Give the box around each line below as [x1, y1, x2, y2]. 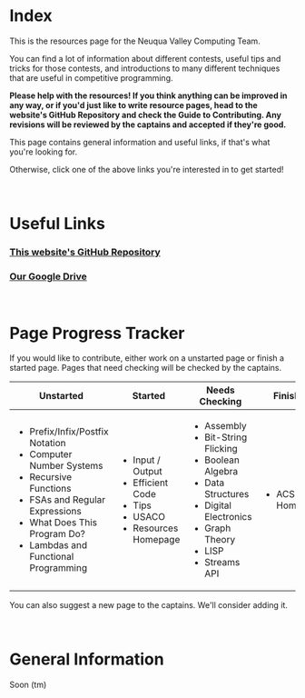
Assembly [203, 420, 247, 433]
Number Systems [29, 460, 103, 473]
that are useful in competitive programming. [9, 72, 174, 83]
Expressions [29, 505, 82, 518]
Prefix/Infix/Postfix [29, 425, 109, 438]
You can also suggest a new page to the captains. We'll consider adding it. [9, 600, 289, 611]
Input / [133, 454, 161, 466]
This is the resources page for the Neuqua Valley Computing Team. [9, 35, 261, 46]
